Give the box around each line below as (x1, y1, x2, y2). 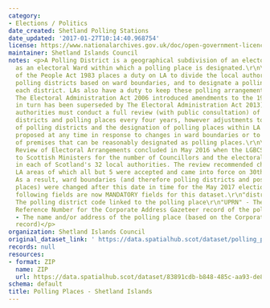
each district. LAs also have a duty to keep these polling (15, 86, 221, 95)
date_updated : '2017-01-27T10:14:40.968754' (8, 34, 160, 43)
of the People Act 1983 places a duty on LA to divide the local (15, 71, 239, 79)
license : (8, 42, 38, 50)
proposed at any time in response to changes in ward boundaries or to (15, 131, 261, 139)
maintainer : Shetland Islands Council (8, 49, 138, 57)
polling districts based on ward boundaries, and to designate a (15, 79, 239, 87)
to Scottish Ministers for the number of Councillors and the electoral (15, 153, 264, 161)
